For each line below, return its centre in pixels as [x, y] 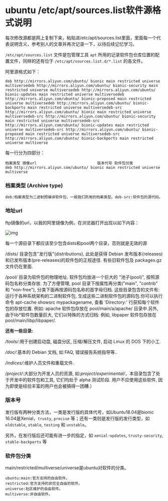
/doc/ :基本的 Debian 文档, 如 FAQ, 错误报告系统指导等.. [61, 352]
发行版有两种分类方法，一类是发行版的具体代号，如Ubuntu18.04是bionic [80, 412]
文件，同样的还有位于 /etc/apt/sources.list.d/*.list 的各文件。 [77, 61]
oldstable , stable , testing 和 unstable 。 [47, 425]
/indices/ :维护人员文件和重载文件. [40, 363]
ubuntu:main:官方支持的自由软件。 [37, 478]
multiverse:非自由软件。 [29, 494]
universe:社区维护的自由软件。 [34, 489]
